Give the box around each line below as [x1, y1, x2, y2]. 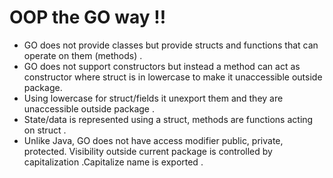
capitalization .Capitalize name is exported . [23, 156, 204, 168]
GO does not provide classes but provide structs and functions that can [23, 39, 319, 51]
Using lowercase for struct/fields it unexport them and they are [23, 92, 284, 104]
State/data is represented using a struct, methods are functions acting [23, 113, 314, 125]
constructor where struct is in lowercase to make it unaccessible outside [23, 71, 323, 83]
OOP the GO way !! [9, 6, 167, 29]
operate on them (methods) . [23, 49, 143, 61]
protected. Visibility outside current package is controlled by [23, 145, 273, 157]
